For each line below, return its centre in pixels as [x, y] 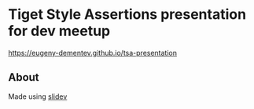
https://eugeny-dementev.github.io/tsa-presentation [93, 53]
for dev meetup [59, 31]
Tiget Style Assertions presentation [127, 15]
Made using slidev [38, 96]
